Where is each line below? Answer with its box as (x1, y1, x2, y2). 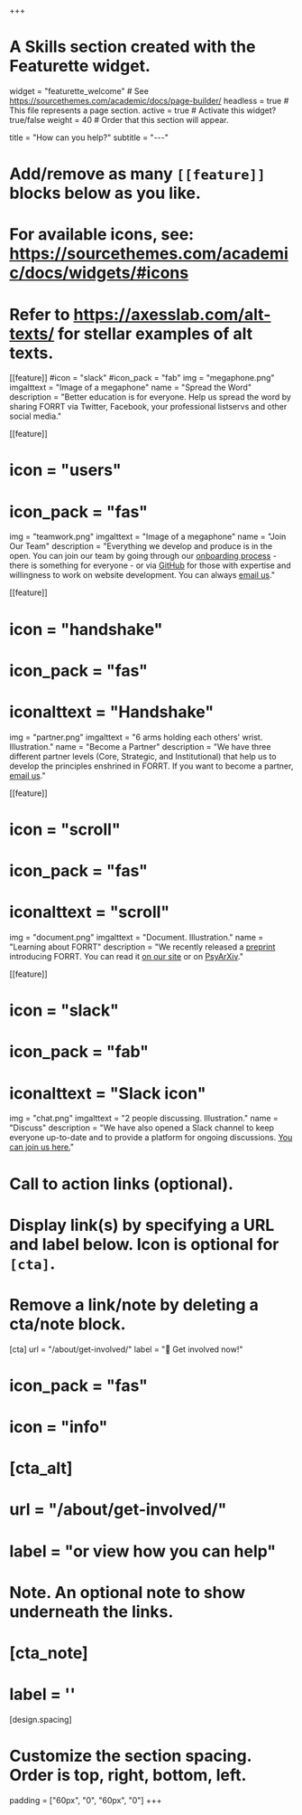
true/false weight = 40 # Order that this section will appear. (9, 114, 229, 125)
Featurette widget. (9, 56, 151, 77)
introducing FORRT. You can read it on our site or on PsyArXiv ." (9, 951, 243, 961)
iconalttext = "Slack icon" (9, 1082, 206, 1103)
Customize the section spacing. (9, 1746, 252, 1766)
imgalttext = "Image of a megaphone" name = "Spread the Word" (9, 382, 252, 393)
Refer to (9, 304, 70, 325)
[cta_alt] (9, 1458, 73, 1479)
